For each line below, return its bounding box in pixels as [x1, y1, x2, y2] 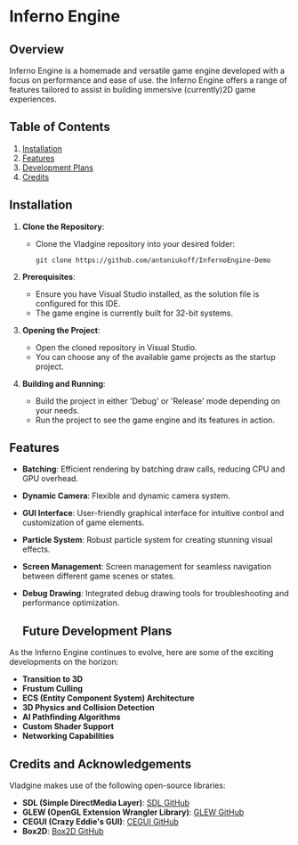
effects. [21, 544, 51, 554]
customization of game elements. [21, 517, 145, 528]
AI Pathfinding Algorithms [21, 711, 121, 723]
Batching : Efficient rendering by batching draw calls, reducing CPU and [21, 464, 286, 474]
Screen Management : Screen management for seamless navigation [21, 562, 271, 572]
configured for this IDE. [35, 298, 121, 308]
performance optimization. [21, 597, 120, 608]
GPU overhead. [21, 473, 78, 484]
